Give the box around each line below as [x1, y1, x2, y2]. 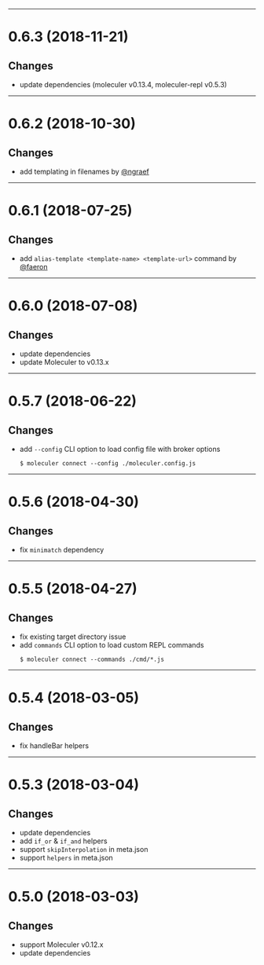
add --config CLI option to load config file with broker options [19, 445, 221, 453]
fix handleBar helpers [19, 741, 89, 750]
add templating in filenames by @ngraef [19, 167, 149, 176]
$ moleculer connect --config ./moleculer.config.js [19, 460, 196, 468]
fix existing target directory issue [19, 632, 126, 641]
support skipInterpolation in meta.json [19, 845, 148, 853]
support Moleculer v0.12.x [19, 940, 104, 949]
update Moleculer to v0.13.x [19, 358, 109, 366]
